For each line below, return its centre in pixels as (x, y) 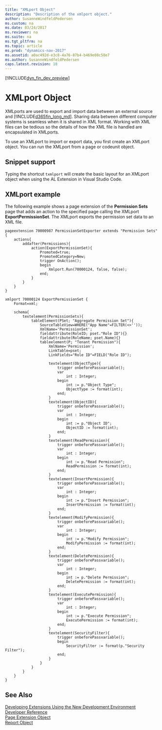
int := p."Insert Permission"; (98, 500)
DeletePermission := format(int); (101, 582)
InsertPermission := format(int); (101, 505)
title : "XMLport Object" (30, 10)
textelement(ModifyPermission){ (81, 517)
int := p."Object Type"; (91, 385)
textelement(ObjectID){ (72, 402)
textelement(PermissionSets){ (53, 316)
